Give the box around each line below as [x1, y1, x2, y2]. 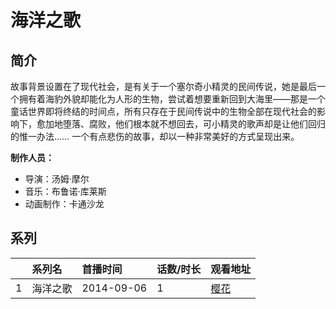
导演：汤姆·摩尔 [24, 173, 90, 185]
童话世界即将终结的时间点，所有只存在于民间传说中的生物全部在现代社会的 [10, 106, 317, 117]
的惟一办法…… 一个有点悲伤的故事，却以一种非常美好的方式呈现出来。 [10, 131, 300, 142]
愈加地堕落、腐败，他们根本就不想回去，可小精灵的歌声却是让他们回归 [36, 118, 326, 130]
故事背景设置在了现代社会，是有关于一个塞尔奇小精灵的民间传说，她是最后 [10, 81, 317, 92]
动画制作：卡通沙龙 [24, 198, 105, 210]
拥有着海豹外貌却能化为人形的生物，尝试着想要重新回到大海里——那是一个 [18, 93, 326, 105]
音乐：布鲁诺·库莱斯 [24, 186, 107, 197]
